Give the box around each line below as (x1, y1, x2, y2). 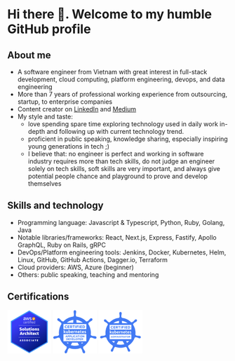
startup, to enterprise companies (17, 97, 113, 106)
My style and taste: (17, 112, 74, 121)
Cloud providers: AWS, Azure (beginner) (17, 263, 135, 271)
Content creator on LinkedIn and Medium (17, 105, 137, 113)
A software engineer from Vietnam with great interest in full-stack (17, 68, 208, 76)
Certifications (7, 291, 69, 303)
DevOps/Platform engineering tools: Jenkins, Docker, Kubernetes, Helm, (17, 248, 227, 257)
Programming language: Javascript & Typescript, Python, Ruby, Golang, (17, 218, 225, 226)
